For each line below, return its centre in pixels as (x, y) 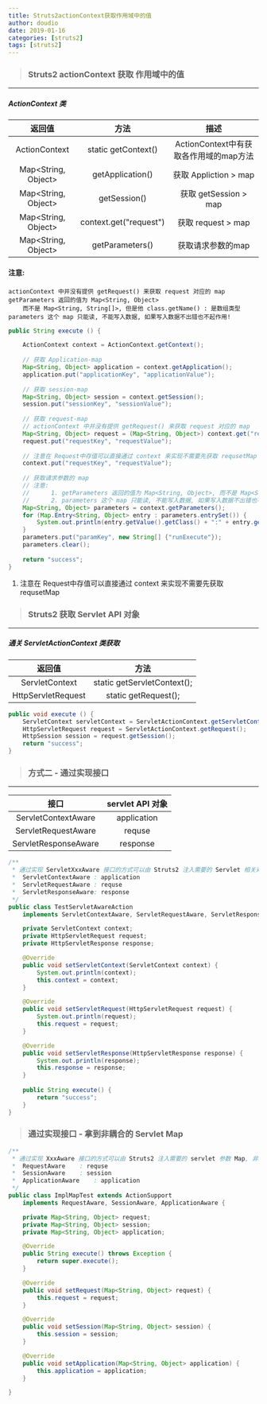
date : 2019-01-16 (37, 30)
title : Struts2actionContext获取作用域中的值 (80, 16)
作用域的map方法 (222, 156)
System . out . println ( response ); (89, 1060)
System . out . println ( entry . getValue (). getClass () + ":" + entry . (145, 523)
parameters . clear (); (56, 545)
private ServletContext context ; (78, 929)
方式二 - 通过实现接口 (68, 773)
